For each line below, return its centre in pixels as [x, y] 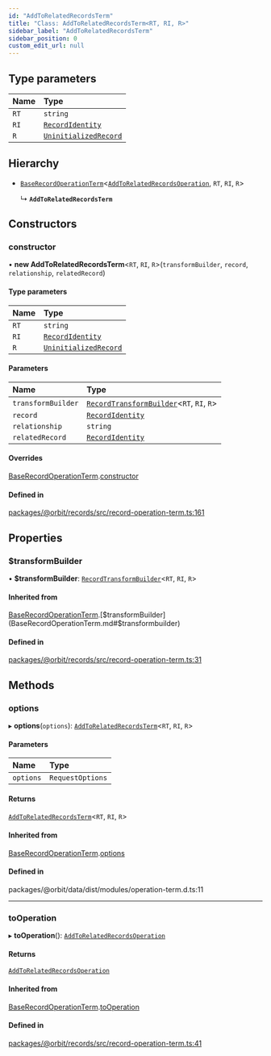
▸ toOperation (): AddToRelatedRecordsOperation [87, 936]
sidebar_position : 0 [43, 38]
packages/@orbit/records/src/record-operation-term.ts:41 [105, 1043]
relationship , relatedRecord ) [57, 273]
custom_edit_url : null [46, 46]
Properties [35, 538]
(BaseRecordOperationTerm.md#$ [65, 624]
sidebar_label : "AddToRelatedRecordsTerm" [81, 31]
